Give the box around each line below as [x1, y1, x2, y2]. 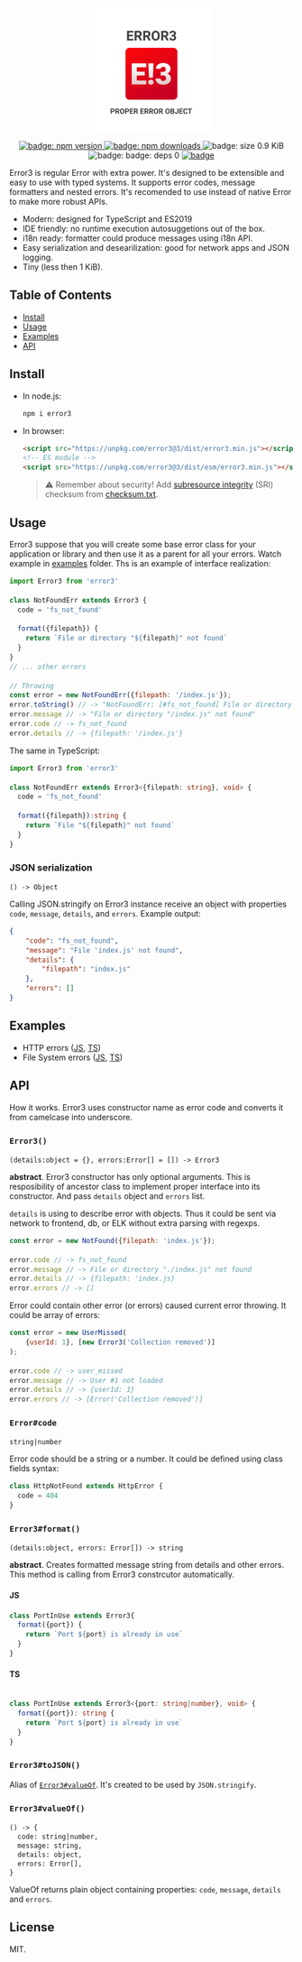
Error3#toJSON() [9, 1760, 81, 1771]
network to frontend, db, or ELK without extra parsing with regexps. [9, 1217, 261, 1229]
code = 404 [17, 1491, 59, 1500]
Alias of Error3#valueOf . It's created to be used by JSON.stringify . [9, 1779, 257, 1790]
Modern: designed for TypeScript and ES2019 [22, 214, 193, 224]
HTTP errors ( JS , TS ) [22, 1042, 102, 1053]
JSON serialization [9, 861, 93, 873]
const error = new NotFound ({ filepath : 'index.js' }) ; [9, 1236, 216, 1245]
